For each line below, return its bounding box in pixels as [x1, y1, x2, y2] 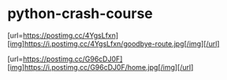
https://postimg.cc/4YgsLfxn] [22, 31, 119, 40]
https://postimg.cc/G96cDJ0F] [22, 54, 123, 64]
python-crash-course [7, 5, 153, 23]
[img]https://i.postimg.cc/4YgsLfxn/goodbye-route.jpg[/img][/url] [7, 38, 220, 48]
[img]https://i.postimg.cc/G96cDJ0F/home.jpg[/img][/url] [7, 62, 194, 71]
